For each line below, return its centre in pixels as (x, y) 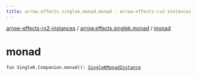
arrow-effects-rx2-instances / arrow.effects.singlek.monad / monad (88, 28)
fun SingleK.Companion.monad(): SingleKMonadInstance (74, 67)
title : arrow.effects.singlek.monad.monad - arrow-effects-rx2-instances (99, 11)
